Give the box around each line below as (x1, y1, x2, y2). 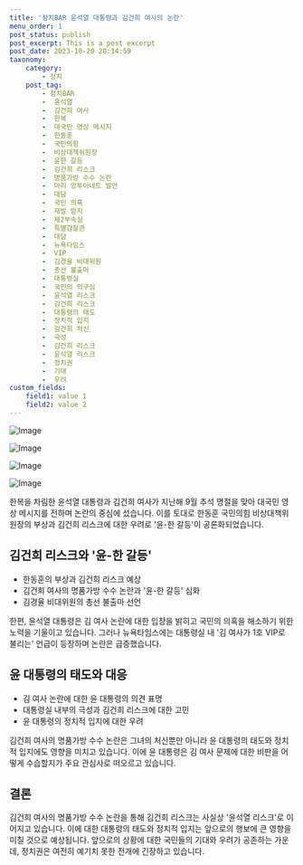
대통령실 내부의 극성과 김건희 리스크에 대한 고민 (22, 704, 190, 715)
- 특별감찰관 (42, 223, 86, 233)
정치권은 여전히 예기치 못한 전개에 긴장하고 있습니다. (21, 846, 205, 857)
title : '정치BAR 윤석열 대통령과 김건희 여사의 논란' (9, 13, 184, 23)
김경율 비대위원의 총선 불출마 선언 (22, 596, 142, 607)
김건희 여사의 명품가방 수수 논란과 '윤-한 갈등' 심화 (22, 585, 201, 595)
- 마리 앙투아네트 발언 (42, 182, 118, 191)
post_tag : (25, 81, 63, 90)
